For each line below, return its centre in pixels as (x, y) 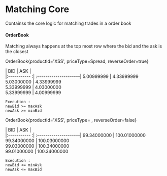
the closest (17, 52)
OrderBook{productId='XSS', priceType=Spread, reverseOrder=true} (77, 61)
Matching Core (37, 9)
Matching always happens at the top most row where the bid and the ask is (84, 46)
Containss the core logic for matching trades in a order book (68, 23)
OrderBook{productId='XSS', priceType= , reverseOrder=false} (71, 120)
